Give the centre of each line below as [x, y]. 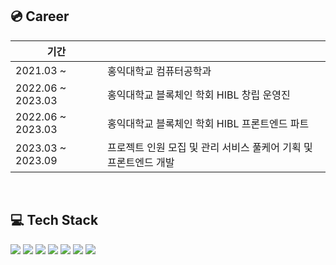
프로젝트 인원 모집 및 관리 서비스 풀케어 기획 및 [210, 147]
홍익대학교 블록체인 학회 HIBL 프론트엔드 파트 [208, 123]
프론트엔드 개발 [141, 162]
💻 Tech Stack [54, 220]
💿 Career [40, 16]
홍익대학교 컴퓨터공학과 [159, 71]
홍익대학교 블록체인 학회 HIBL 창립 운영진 [199, 95]
